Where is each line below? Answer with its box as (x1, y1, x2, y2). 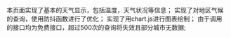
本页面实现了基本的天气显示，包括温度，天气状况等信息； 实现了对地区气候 (6, 6, 224, 14)
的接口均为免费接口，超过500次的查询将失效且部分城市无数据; (6, 23, 187, 31)
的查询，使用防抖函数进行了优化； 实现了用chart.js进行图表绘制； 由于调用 (6, 15, 223, 23)
